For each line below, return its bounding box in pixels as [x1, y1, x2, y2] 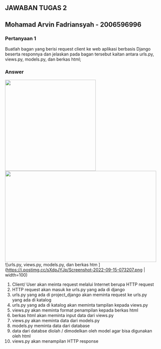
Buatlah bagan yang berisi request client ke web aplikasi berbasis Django [5, 46, 151, 52]
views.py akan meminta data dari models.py [12, 318, 100, 324]
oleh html [12, 333, 31, 339]
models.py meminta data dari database [12, 323, 90, 329]
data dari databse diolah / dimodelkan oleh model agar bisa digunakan [12, 328, 152, 334]
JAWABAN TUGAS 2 [5, 4, 67, 12]
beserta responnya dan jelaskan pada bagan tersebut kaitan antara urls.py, [5, 51, 154, 57]
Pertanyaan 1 [5, 35, 36, 42]
